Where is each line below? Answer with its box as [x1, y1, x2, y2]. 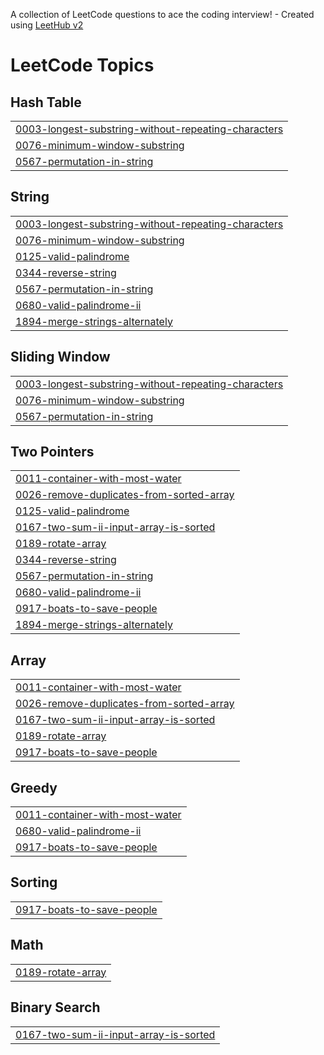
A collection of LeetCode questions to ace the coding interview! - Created [10, 9, 315, 20]
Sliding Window [10, 349, 111, 366]
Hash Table [10, 94, 82, 111]
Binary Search [10, 999, 101, 1016]
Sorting [10, 874, 58, 891]
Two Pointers [10, 444, 95, 461]
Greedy [10, 779, 58, 796]
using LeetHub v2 [10, 19, 84, 31]
